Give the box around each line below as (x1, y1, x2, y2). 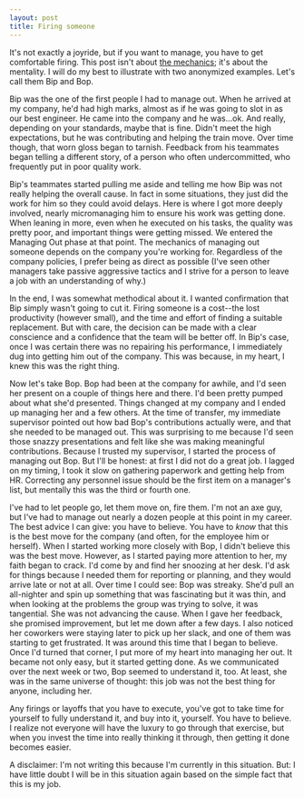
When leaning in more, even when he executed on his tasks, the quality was (9, 217, 293, 228)
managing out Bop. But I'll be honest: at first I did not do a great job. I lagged (9, 455, 295, 466)
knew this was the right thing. (9, 360, 120, 371)
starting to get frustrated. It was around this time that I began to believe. (9, 637, 279, 648)
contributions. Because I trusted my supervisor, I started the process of (9, 445, 277, 456)
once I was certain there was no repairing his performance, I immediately (9, 341, 283, 352)
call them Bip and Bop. (9, 75, 93, 86)
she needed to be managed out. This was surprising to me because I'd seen (9, 426, 294, 437)
